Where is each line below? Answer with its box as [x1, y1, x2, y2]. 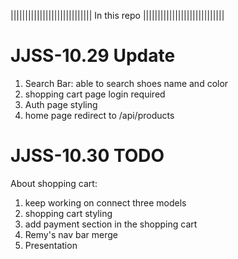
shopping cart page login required [24, 88, 166, 100]
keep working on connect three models [24, 196, 187, 209]
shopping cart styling [24, 207, 113, 219]
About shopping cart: [10, 177, 98, 189]
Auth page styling [24, 98, 98, 110]
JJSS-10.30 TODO [10, 145, 165, 167]
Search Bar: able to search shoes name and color [24, 77, 229, 89]
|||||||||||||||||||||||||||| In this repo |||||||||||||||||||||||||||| [10, 10, 225, 21]
